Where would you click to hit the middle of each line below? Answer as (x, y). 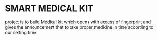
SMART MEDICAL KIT (49, 9)
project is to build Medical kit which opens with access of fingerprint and (78, 22)
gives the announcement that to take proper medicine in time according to (79, 27)
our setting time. (21, 32)
